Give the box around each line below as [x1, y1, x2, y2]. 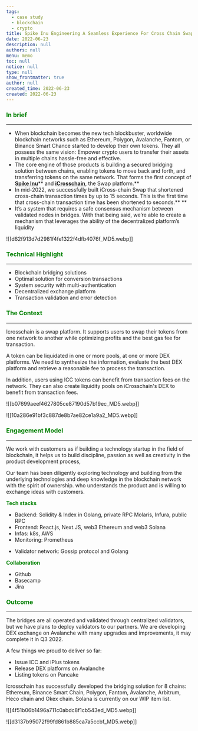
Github [14, 570, 31, 577]
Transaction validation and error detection [14, 294, 117, 302]
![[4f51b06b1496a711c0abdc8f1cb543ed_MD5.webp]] [6, 707, 137, 714]
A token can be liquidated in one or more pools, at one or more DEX [6, 352, 170, 359]
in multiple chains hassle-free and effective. [14, 155, 122, 162]
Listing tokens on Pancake [14, 671, 79, 678]
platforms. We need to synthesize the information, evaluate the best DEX [6, 358, 183, 365]
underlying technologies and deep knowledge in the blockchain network [6, 476, 181, 483]
